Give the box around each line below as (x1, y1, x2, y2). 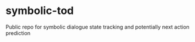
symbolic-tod (5, 4, 74, 17)
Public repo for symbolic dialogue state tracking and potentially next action (5, 23, 190, 30)
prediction (5, 29, 31, 36)
